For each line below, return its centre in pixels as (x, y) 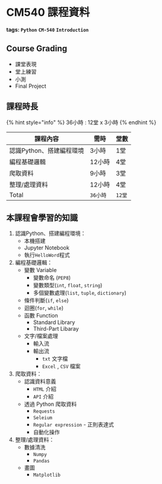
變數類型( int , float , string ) (68, 285)
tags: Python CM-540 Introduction (47, 29)
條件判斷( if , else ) (46, 300)
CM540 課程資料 (48, 12)
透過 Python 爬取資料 (50, 404)
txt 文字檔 (55, 359)
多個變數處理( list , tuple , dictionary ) (80, 293)
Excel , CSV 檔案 (61, 366)
